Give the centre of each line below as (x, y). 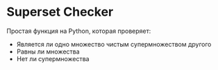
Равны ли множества (48, 51)
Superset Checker (60, 12)
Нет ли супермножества (53, 58)
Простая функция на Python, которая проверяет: (79, 31)
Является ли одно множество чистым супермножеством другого (114, 44)
